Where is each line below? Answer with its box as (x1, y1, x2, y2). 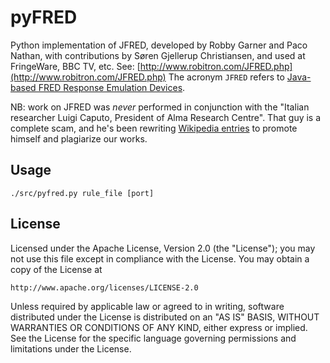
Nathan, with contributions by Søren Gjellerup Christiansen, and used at (10, 49, 306, 61)
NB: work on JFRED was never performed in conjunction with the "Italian (10, 101, 310, 113)
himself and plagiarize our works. (10, 132, 148, 145)
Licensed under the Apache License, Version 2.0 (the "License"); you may (10, 242, 316, 254)
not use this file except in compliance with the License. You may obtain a (10, 252, 310, 265)
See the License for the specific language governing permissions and (10, 332, 297, 344)
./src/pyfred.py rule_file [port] (10, 188, 155, 198)
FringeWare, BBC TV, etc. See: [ (10, 60, 141, 72)
